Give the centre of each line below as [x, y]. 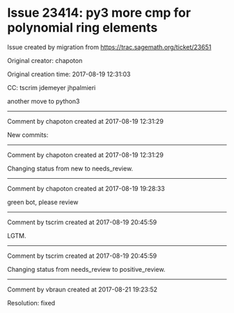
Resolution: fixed [31, 303]
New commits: [28, 135]
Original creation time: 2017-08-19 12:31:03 [69, 74]
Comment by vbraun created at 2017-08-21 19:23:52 [83, 289]
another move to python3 [44, 101]
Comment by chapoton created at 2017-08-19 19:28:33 [86, 188]
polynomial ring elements [83, 28]
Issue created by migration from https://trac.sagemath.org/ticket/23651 [109, 47]
